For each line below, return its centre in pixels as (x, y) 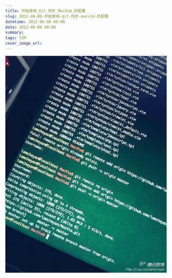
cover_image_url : (24, 44)
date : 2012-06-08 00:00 (31, 27)
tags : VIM (16, 38)
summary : (15, 33)
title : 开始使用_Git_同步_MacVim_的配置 (46, 11)
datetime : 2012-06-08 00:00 (35, 22)
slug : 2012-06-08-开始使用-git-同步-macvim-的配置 (57, 16)
